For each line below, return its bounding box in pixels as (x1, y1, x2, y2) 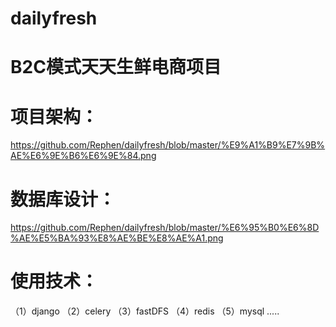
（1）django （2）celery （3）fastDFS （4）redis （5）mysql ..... (10, 305, 280, 317)
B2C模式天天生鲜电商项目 (10, 56, 222, 79)
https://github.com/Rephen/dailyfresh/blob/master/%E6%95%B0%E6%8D (10, 222, 320, 234)
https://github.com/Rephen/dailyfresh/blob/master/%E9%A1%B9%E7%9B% (10, 139, 326, 151)
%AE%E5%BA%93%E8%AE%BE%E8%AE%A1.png (10, 232, 224, 244)
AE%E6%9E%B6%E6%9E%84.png (10, 150, 157, 162)
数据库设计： (10, 188, 117, 211)
